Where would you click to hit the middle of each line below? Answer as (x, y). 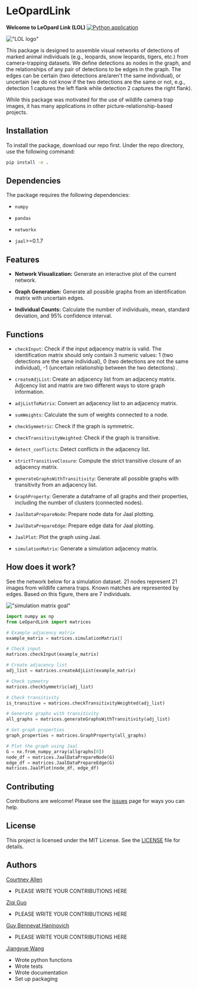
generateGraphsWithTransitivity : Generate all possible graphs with (97, 479)
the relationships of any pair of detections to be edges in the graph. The (94, 69)
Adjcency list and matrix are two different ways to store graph (90, 385)
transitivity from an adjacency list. (56, 485)
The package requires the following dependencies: (68, 195)
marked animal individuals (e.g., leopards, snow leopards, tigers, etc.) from (97, 56)
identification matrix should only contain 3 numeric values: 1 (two (94, 355)
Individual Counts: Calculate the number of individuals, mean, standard (102, 310)
